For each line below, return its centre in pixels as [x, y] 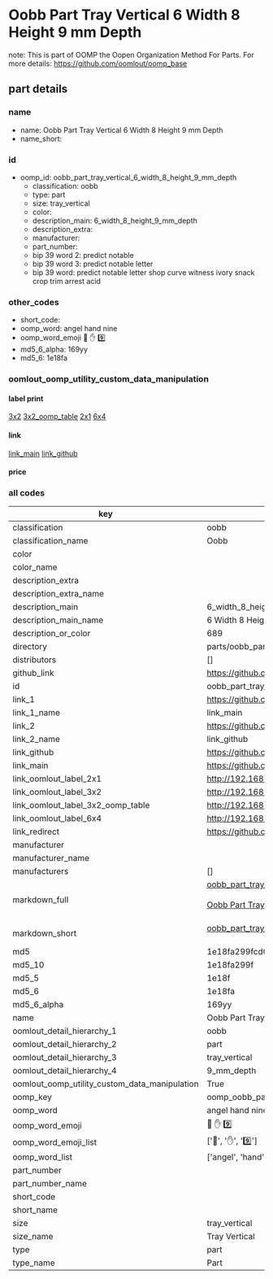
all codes [27, 493]
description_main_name [58, 620]
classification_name [50, 541]
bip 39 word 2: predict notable [83, 255]
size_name [33, 1237]
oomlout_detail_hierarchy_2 [65, 1045]
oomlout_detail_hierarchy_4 [65, 1071]
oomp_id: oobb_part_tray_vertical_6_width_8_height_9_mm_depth [128, 177]
